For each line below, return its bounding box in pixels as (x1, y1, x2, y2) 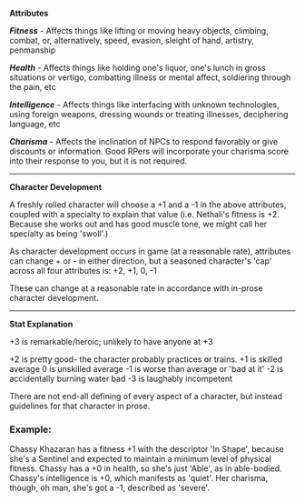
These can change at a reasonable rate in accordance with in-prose (9, 283, 263, 294)
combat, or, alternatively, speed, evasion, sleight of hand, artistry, (9, 35, 254, 45)
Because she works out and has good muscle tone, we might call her (9, 218, 268, 229)
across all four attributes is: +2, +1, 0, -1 (9, 266, 157, 276)
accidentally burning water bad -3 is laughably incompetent (9, 373, 233, 384)
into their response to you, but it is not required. (9, 156, 188, 166)
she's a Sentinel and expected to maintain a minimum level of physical (9, 454, 272, 465)
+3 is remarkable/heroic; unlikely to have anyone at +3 (9, 336, 213, 346)
